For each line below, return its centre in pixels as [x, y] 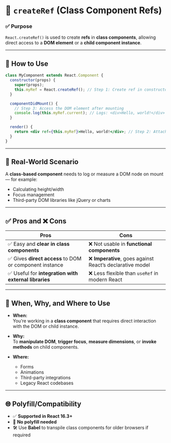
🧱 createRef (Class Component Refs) [83, 10]
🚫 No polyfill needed [35, 422]
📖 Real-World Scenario [42, 162]
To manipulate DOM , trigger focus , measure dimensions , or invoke [84, 342]
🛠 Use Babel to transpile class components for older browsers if [80, 427]
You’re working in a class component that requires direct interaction [84, 321]
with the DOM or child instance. [46, 326]
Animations [32, 372]
